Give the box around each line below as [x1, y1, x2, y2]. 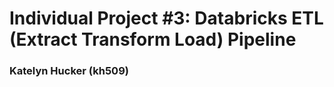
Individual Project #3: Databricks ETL [9, 7, 324, 30]
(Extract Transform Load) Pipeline [9, 28, 297, 51]
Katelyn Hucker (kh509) [9, 64, 129, 78]
